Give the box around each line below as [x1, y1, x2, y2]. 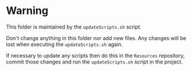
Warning [6, 4, 48, 17]
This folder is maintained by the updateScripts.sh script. [6, 23, 142, 30]
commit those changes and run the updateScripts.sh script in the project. [6, 58, 183, 65]
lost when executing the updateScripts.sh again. [6, 41, 123, 48]
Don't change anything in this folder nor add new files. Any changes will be [6, 34, 187, 41]
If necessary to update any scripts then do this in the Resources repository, [6, 52, 185, 59]
